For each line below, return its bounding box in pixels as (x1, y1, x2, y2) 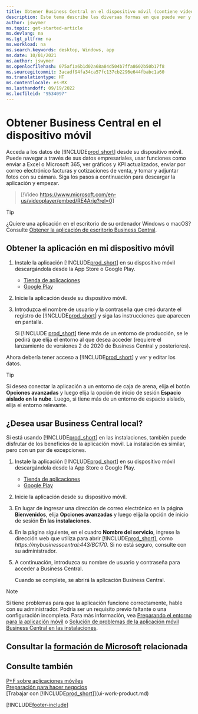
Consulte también (6, 662, 73, 672)
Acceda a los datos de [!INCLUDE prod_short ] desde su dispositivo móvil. (6, 148, 183, 155)
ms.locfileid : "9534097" (6, 91, 67, 97)
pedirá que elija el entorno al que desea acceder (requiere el (14, 336, 162, 343)
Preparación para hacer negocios (6, 683, 87, 690)
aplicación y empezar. (6, 179, 60, 186)
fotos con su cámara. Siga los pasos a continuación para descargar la (6, 173, 176, 180)
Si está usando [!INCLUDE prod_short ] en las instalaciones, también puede (6, 434, 186, 441)
